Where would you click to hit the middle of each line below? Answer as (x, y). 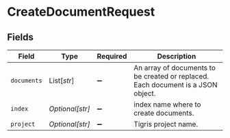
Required (112, 56)
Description (177, 56)
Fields (21, 37)
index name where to (167, 105)
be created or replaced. (171, 76)
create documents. (164, 113)
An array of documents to (174, 68)
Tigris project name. (166, 124)
